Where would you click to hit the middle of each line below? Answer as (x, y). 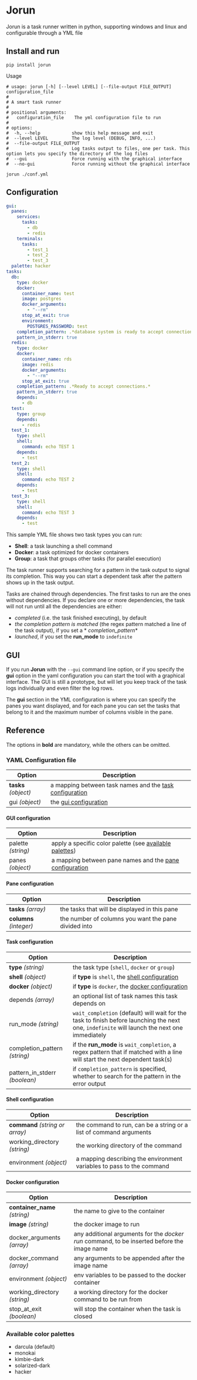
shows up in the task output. (40, 583)
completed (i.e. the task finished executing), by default (80, 618)
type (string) (27, 967)
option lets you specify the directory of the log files (77, 154)
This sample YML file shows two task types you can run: (74, 535)
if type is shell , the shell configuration (125, 977)
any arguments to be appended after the (129, 1258)
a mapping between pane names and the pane (115, 861)
